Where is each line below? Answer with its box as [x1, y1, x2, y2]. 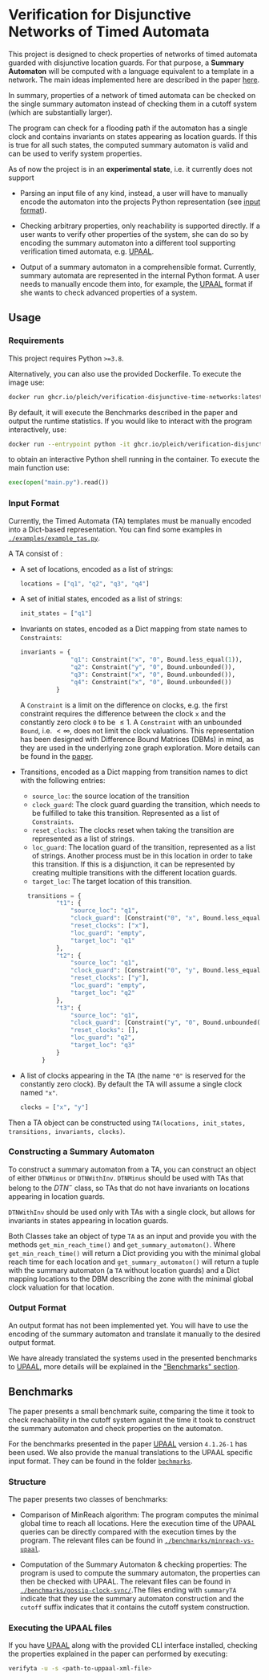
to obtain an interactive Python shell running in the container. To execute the [8, 455, 260, 464]
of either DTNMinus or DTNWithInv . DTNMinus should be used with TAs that [8, 1172, 244, 1182]
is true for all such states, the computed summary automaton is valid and [8, 140, 249, 149]
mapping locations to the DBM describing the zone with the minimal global [8, 1274, 254, 1283]
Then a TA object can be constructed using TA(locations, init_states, [8, 1118, 247, 1127]
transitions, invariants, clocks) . [8, 1126, 126, 1136]
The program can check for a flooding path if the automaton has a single [8, 123, 248, 133]
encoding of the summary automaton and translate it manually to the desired [8, 1329, 261, 1339]
